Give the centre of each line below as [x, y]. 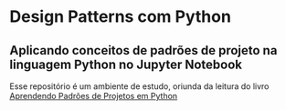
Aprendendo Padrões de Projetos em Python [94, 96]
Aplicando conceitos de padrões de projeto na [143, 50]
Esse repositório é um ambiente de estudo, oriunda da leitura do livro [139, 86]
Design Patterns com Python [120, 17]
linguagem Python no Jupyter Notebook [126, 64]
